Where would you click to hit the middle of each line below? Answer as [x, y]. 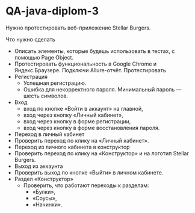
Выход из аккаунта [39, 166]
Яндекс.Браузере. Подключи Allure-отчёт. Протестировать [90, 70]
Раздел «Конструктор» [44, 179]
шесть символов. [46, 96]
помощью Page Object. [44, 57]
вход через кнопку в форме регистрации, [77, 121]
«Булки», [44, 191]
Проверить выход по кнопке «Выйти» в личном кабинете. [89, 172]
